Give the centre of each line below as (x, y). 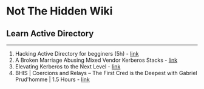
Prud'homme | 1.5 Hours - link (52, 79)
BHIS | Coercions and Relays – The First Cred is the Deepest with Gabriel (106, 73)
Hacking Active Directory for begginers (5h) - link (77, 54)
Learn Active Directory (50, 34)
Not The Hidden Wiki (59, 11)
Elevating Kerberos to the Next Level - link (68, 67)
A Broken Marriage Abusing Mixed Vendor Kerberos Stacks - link (96, 60)
